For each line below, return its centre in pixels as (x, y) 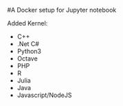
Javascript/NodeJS (44, 95)
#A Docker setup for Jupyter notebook (62, 10)
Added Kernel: (27, 23)
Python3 (29, 51)
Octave (27, 59)
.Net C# (28, 44)
